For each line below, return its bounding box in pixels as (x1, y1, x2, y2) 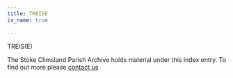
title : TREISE (7, 10, 49, 17)
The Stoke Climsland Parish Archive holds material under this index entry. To (7, 55, 227, 63)
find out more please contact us (7, 63, 99, 71)
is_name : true (7, 17, 49, 24)
